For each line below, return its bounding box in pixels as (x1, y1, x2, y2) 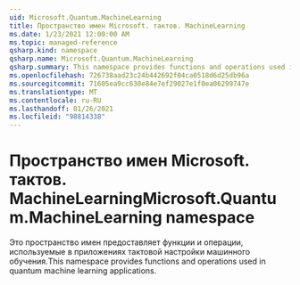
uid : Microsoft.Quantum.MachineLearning (9, 12, 162, 22)
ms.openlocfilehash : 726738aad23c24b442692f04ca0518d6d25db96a (9, 71, 250, 80)
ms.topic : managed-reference (9, 37, 118, 47)
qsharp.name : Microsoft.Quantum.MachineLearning (9, 54, 194, 63)
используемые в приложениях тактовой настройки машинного (9, 247, 251, 257)
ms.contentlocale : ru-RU (9, 95, 102, 105)
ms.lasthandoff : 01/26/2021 (9, 104, 114, 113)
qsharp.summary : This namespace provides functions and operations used (9, 63, 286, 72)
